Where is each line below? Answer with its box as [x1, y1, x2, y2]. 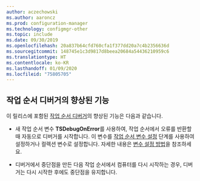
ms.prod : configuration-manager [6, 20, 88, 26]
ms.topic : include [6, 32, 53, 38]
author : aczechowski [6, 9, 59, 15]
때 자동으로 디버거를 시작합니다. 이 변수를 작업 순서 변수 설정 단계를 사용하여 [15, 133, 195, 140]
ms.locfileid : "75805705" [6, 71, 72, 77]
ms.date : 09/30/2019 [6, 37, 59, 43]
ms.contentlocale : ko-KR [6, 60, 69, 66]
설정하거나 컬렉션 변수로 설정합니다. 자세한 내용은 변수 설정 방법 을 [15, 140, 171, 148]
